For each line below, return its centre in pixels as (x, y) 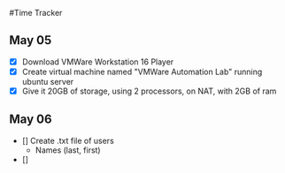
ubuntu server (48, 81)
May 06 (31, 120)
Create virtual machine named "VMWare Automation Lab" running (142, 71)
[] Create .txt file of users (68, 140)
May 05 (31, 40)
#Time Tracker (36, 13)
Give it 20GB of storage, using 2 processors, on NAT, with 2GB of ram (149, 91)
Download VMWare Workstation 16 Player (98, 62)
